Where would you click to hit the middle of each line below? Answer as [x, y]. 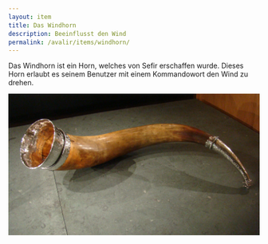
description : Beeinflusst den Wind [67, 33]
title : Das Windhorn [43, 25]
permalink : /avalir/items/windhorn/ [69, 42]
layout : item [30, 17]
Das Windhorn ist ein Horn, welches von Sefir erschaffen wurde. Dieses [126, 66]
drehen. [21, 83]
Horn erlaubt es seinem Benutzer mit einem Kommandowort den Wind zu [128, 74]
